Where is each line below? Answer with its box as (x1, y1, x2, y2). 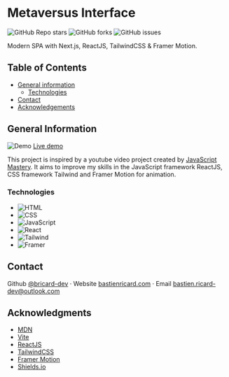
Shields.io (17, 362, 46, 371)
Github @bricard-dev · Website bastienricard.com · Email (7, 279, 172, 287)
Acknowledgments (7, 307, 92, 319)
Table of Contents (7, 62, 88, 74)
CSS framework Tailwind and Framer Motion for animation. (7, 170, 176, 178)
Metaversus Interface (7, 5, 136, 21)
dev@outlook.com (7, 287, 60, 295)
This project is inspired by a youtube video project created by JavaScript (7, 155, 217, 164)
